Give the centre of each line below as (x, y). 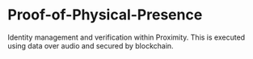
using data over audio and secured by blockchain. (91, 45)
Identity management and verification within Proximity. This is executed (126, 37)
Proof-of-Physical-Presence (105, 15)
